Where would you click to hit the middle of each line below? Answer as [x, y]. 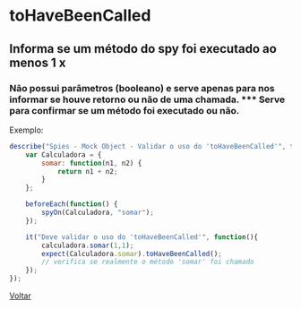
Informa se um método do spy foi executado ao [143, 49]
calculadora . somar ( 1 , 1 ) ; [88, 245]
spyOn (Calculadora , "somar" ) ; [98, 212]
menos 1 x [38, 62]
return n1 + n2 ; [87, 171]
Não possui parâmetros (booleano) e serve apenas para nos [142, 88]
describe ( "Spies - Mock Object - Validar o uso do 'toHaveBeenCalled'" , [148, 146]
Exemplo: [26, 130]
